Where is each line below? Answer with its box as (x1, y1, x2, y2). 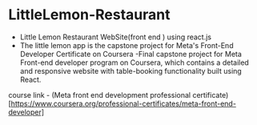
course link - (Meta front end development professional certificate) (8, 90, 229, 99)
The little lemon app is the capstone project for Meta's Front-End (19, 40, 234, 50)
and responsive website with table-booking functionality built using (19, 66, 242, 75)
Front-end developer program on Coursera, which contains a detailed (19, 58, 250, 67)
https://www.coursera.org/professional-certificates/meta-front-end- (10, 99, 236, 108)
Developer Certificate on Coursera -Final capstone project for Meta (19, 49, 243, 58)
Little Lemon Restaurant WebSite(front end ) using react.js (19, 32, 212, 42)
